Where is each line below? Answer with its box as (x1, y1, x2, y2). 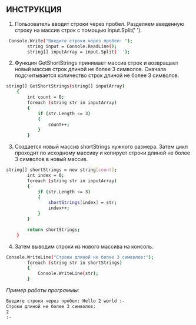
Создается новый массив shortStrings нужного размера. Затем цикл (14, 143, 188, 150)
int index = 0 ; (27, 173, 65, 179)
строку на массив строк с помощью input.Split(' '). (14, 26, 142, 33)
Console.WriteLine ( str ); (37, 270, 99, 277)
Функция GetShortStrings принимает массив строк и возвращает (14, 59, 178, 66)
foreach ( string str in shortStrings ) (27, 260, 122, 266)
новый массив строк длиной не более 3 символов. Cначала (14, 66, 167, 73)
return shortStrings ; (27, 226, 81, 233)
